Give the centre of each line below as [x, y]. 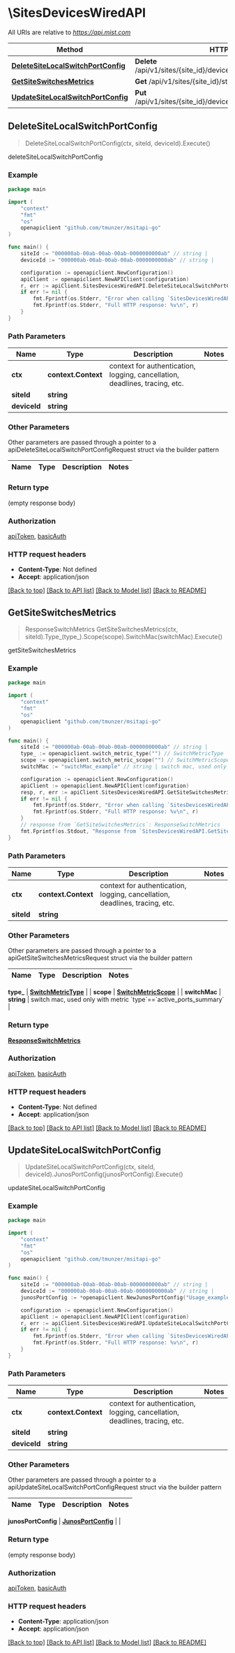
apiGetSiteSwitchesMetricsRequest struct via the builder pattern [100, 958]
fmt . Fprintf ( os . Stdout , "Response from [78, 831]
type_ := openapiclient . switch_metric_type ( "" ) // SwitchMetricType [122, 754]
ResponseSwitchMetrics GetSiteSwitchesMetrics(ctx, [101, 629]
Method [69, 49]
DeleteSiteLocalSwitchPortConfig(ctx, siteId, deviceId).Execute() [118, 143]
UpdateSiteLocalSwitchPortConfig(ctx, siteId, [90, 1166]
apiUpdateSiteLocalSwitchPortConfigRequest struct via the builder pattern [115, 1487]
